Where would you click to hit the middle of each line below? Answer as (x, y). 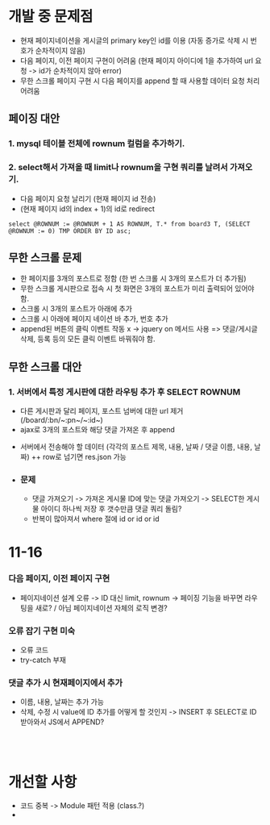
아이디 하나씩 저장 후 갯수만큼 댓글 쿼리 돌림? (111, 509)
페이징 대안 (34, 119)
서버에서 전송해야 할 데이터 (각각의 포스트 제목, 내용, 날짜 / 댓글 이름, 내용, (136, 447)
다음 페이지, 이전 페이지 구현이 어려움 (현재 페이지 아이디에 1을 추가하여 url (137, 60)
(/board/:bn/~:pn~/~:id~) (61, 420)
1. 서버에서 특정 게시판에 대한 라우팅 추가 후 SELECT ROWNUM (125, 392)
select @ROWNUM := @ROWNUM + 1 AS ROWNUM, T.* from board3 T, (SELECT (129, 224)
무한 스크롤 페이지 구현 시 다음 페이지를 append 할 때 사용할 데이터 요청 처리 (140, 81)
